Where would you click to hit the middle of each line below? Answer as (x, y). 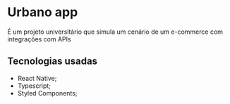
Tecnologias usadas (52, 61)
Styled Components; (47, 93)
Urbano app (43, 12)
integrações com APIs (40, 39)
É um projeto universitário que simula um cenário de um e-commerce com (115, 32)
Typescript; (34, 86)
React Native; (37, 78)
